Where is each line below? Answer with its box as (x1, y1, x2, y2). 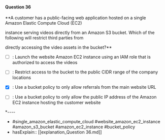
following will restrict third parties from (5, 35, 84, 41)
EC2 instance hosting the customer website (12, 100, 101, 105)
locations (12, 74, 31, 81)
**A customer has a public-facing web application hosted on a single (5, 15, 146, 21)
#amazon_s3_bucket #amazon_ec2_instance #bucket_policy (12, 124, 135, 130)
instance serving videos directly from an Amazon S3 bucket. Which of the (5, 30, 155, 35)
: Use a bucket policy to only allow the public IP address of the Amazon (12, 94, 157, 100)
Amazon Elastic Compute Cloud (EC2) (5, 20, 82, 26)
